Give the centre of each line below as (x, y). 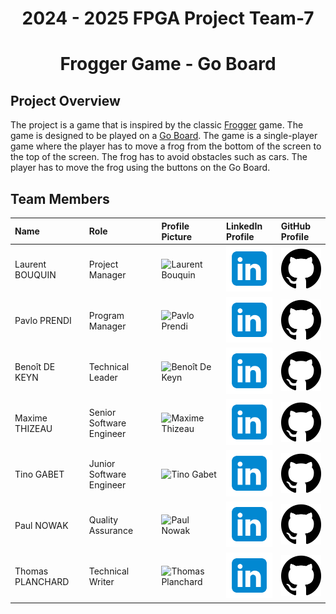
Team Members (60, 198)
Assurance (111, 531)
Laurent (30, 264)
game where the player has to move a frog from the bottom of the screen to (166, 146)
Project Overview (65, 100)
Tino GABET (39, 474)
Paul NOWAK (41, 525)
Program (106, 315)
